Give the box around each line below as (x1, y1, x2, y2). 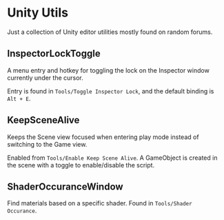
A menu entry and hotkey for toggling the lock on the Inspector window (7, 66, 210, 74)
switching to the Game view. (7, 140, 88, 148)
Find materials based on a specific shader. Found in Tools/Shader (7, 199, 192, 208)
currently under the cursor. (7, 73, 84, 82)
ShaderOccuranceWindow (7, 181, 123, 192)
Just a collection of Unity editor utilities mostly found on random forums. (7, 28, 213, 36)
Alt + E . (7, 94, 31, 102)
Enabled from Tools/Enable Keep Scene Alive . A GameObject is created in (7, 154, 218, 162)
